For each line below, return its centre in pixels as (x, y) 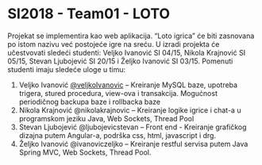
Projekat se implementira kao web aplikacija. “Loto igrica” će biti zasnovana (131, 36)
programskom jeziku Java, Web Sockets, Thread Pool (106, 118)
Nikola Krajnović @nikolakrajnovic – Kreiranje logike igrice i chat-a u (130, 110)
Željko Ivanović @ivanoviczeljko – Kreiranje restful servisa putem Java (133, 144)
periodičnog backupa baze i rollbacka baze (89, 102)
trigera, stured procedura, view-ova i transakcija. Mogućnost (118, 93)
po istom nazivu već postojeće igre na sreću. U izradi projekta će (114, 44)
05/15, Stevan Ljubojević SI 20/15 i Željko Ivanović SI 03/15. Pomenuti (120, 61)
